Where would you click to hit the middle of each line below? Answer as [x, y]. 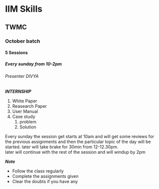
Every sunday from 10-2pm [34, 64]
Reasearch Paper [30, 106]
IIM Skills [24, 9]
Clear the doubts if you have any [45, 181]
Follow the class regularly [38, 171]
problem [28, 121]
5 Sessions [17, 53]
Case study [24, 117]
